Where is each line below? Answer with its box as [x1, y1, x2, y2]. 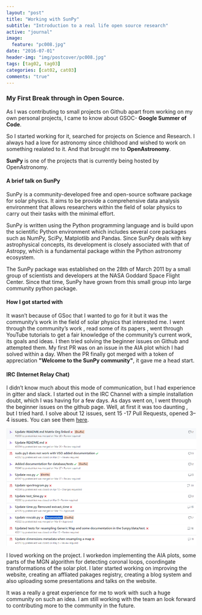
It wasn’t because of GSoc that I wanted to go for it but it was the [6, 312, 168, 320]
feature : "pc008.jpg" [11, 42, 66, 48]
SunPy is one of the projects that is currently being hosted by [6, 157, 159, 164]
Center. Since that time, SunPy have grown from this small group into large [6, 278, 192, 285]
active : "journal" [6, 29, 52, 35]
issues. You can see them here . [11, 416, 89, 423]
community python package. [6, 285, 78, 292]
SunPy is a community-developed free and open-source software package [6, 190, 192, 198]
